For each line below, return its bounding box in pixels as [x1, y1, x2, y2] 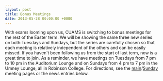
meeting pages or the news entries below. [5, 71, 89, 77]
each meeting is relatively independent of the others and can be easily [5, 45, 146, 51]
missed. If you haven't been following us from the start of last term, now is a [5, 50, 157, 56]
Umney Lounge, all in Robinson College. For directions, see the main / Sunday [5, 65, 158, 71]
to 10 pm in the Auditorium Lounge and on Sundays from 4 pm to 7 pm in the [5, 60, 158, 66]
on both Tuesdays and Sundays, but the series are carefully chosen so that [5, 40, 155, 46]
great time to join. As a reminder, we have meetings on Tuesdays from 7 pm [5, 55, 156, 61]
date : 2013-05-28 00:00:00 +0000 [5, 16, 73, 21]
